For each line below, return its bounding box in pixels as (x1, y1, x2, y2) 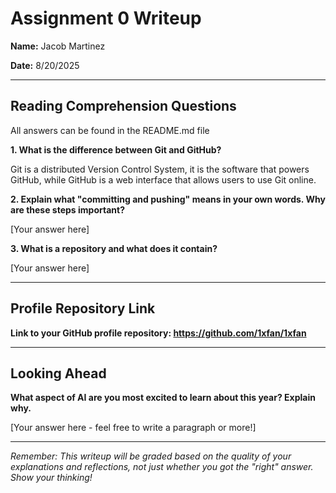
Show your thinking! (10, 472, 93, 484)
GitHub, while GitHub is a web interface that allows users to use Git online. (10, 173, 317, 186)
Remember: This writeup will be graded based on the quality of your (10, 450, 292, 462)
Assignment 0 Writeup (10, 7, 202, 30)
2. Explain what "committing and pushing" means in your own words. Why (10, 193, 326, 205)
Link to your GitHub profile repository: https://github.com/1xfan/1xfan (10, 327, 307, 339)
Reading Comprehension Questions (10, 98, 237, 115)
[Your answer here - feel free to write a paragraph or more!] (10, 422, 257, 434)
